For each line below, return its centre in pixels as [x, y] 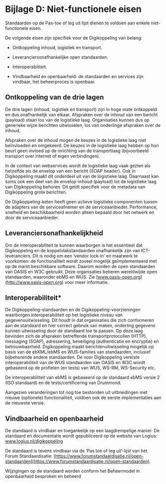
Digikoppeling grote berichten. [36, 192]
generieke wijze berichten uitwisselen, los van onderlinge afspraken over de [83, 125]
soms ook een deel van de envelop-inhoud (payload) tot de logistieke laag [81, 181]
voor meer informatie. [87, 282]
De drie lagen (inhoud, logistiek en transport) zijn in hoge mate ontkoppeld [81, 109]
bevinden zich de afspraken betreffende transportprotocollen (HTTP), [76, 336]
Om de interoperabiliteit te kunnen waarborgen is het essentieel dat [74, 245]
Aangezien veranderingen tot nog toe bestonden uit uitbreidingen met [76, 392]
